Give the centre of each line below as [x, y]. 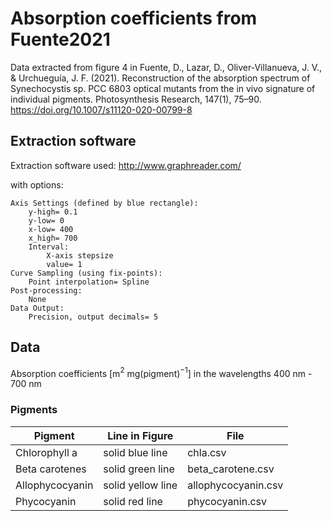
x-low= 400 [51, 229]
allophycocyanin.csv [235, 485]
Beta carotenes [51, 469]
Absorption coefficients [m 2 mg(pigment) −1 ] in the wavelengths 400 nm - [161, 372]
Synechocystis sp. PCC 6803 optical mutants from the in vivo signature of [163, 88]
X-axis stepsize [80, 255]
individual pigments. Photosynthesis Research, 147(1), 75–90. [136, 99]
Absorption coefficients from [134, 18]
